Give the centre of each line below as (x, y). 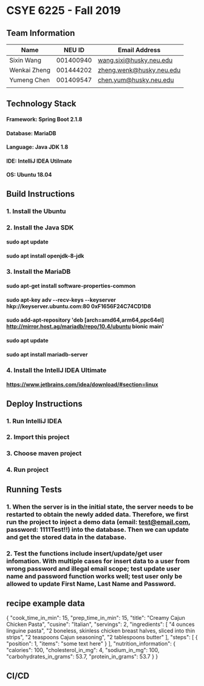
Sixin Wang (25, 60)
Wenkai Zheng (30, 70)
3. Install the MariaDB (39, 271)
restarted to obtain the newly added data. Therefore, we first (97, 514)
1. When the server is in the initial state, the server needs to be (100, 506)
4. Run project (27, 470)
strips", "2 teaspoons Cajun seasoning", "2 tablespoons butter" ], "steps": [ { (102, 637)
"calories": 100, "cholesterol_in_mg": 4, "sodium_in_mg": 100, (83, 650)
